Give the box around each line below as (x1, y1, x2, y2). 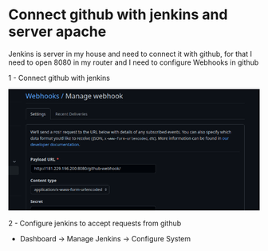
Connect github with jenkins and (8, 6, 228, 24)
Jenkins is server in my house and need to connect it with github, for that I (8, 49, 253, 58)
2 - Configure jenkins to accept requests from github (8, 218, 182, 229)
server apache (8, 22, 107, 41)
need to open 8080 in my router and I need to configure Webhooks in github (8, 58, 259, 67)
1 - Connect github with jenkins (8, 73, 110, 82)
